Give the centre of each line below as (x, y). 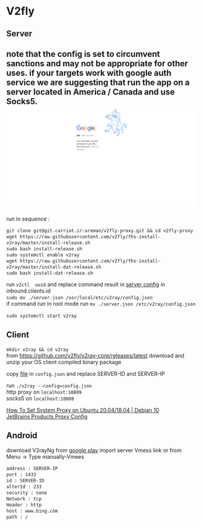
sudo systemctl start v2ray (42, 316)
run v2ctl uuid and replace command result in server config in (86, 285)
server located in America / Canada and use (91, 92)
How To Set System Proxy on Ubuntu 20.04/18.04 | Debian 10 (83, 410)
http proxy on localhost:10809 (44, 391)
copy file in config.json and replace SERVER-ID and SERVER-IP (86, 373)
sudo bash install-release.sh (44, 249)
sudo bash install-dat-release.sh (50, 273)
